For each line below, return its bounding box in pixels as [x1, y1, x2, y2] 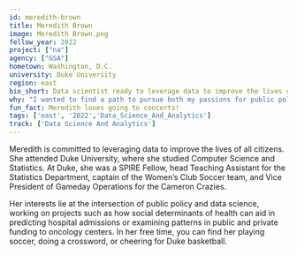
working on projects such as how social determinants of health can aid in [9, 208, 276, 218]
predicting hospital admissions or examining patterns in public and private [9, 217, 278, 228]
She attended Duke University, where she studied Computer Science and [9, 154, 276, 163]
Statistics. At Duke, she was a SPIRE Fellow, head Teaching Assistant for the [9, 162, 286, 173]
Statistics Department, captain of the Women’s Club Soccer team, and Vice [9, 172, 283, 182]
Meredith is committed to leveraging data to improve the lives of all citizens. [9, 144, 285, 154]
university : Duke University [9, 71, 117, 79]
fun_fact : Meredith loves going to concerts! [9, 103, 179, 112]
